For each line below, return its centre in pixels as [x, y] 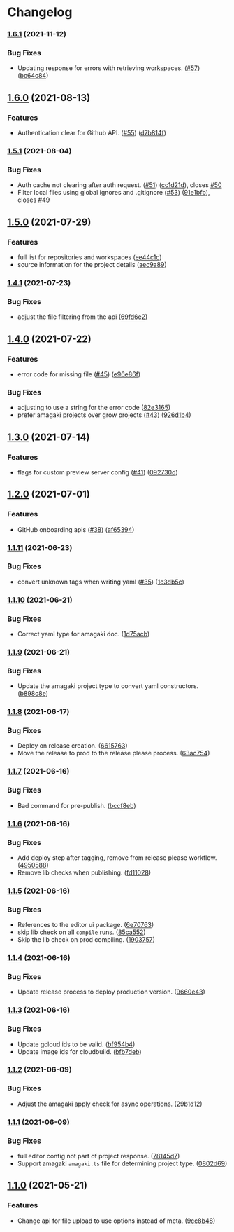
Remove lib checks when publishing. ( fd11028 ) [84, 872]
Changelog [40, 12]
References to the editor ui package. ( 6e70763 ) [86, 925]
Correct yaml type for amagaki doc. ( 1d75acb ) [83, 634]
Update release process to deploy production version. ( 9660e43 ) [111, 992]
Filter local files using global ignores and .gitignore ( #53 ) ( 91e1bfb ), [114, 193]
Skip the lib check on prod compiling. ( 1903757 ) [86, 940]
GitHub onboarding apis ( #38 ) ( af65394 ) [76, 529]
